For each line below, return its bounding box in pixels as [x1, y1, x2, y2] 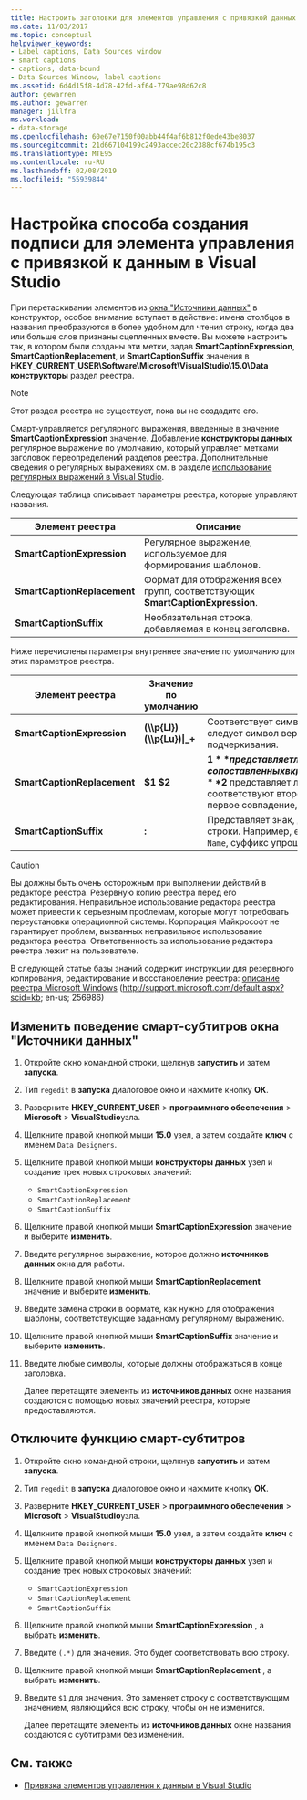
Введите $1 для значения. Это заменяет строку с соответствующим [23, 1691, 290, 1702]
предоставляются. [23, 1405, 97, 1415]
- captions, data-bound [10, 65, 101, 74]
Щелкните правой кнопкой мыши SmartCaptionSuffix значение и [23, 1331, 279, 1341]
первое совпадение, [207, 799, 298, 812]
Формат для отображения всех [143, 574, 283, 587]
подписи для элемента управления [10, 234, 295, 254]
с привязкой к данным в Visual [10, 253, 257, 274]
